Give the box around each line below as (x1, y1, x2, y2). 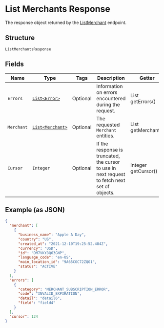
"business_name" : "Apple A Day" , (18, 232, 86, 237)
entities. (96, 132, 115, 139)
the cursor (96, 158, 121, 165)
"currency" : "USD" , (18, 246, 58, 251)
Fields (5, 60, 24, 68)
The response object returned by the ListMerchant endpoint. (5, 20, 127, 25)
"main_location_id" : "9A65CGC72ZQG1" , (18, 260, 97, 264)
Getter (139, 74, 155, 81)
